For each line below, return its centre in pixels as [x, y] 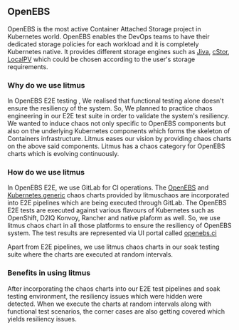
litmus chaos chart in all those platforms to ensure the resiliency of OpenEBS [119, 226]
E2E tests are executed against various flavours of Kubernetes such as [111, 210]
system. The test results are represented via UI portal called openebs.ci [112, 233]
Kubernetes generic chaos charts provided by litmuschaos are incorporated [118, 195]
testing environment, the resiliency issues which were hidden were [105, 296]
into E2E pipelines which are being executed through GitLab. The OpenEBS [117, 203]
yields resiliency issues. [42, 319]
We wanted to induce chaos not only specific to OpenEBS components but [117, 123]
